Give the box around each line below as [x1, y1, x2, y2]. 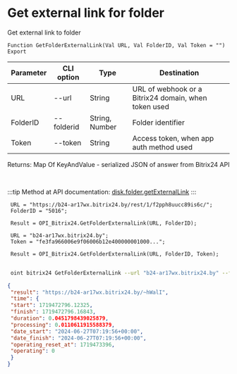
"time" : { [10, 295, 39, 302]
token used [132, 101, 169, 111]
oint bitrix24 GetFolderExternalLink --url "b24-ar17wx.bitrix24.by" [10, 269, 219, 276]
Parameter [11, 68, 47, 77]
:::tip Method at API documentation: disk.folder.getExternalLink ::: [7, 187, 197, 196]
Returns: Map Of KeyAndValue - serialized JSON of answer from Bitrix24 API [7, 160, 230, 168]
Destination [159, 68, 200, 77]
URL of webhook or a [132, 84, 202, 94]
